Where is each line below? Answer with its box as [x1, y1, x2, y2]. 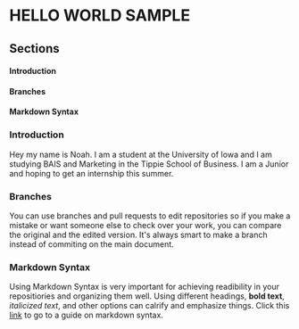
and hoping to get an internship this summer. [9, 168, 174, 178]
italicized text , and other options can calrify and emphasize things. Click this [9, 300, 290, 311]
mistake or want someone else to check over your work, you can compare [9, 219, 282, 230]
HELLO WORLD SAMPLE [9, 5, 190, 26]
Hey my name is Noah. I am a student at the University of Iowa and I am [9, 149, 272, 160]
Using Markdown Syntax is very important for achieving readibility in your [9, 282, 279, 292]
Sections [9, 41, 60, 56]
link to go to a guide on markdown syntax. [9, 309, 163, 321]
